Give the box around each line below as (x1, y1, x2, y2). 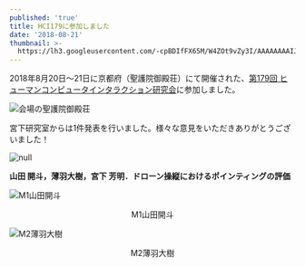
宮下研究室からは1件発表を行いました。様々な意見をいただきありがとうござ (9, 123, 291, 134)
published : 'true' (9, 13, 79, 23)
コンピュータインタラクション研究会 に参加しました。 (40, 84, 241, 95)
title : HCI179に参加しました (9, 22, 111, 31)
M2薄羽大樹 (130, 248, 175, 259)
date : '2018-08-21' (9, 30, 84, 39)
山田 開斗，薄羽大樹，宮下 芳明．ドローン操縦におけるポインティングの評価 (9, 171, 291, 182)
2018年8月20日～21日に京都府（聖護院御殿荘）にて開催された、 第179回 (9, 73, 279, 84)
